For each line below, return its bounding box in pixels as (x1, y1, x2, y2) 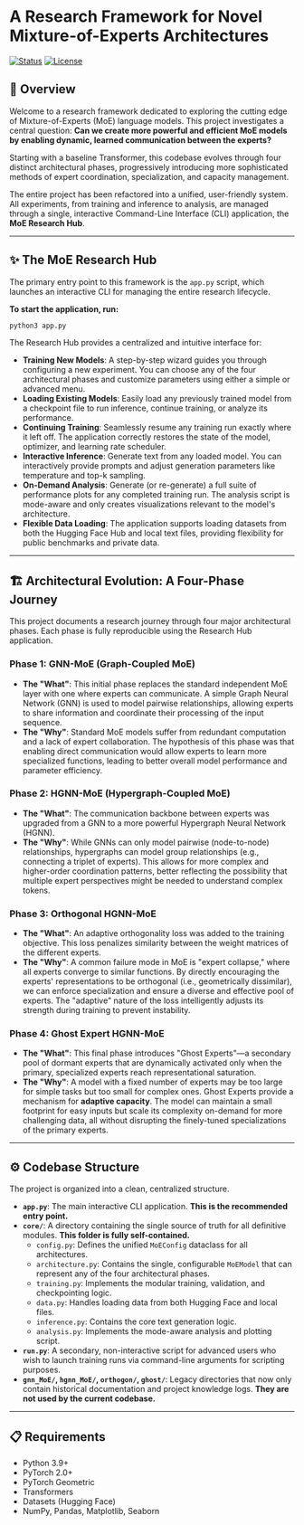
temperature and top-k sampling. (22, 470, 147, 481)
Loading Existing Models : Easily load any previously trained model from (22, 393, 292, 404)
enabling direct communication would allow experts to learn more (22, 745, 267, 756)
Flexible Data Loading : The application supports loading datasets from (22, 518, 287, 529)
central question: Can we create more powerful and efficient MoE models (9, 125, 288, 136)
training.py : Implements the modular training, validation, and (35, 1278, 265, 1289)
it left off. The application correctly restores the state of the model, (22, 431, 271, 442)
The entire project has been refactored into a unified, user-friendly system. (9, 188, 289, 200)
